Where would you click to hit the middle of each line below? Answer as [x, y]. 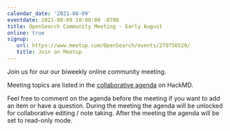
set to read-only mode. [40, 120]
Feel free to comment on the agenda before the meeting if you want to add [114, 98]
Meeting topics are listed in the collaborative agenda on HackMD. [100, 85]
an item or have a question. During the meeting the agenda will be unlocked [115, 105]
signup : [18, 39]
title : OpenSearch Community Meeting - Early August [85, 26]
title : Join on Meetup [49, 52]
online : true [26, 33]
